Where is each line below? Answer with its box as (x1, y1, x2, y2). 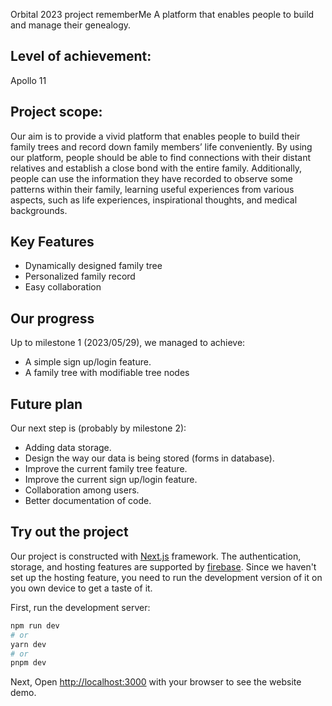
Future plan (10, 395, 83, 413)
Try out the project (10, 524, 129, 541)
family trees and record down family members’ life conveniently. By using (10, 140, 313, 153)
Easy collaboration (24, 281, 102, 293)
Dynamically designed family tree (24, 260, 163, 272)
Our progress (10, 310, 95, 327)
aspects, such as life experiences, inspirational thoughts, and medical (10, 194, 298, 206)
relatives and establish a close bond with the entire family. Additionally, (10, 162, 303, 174)
